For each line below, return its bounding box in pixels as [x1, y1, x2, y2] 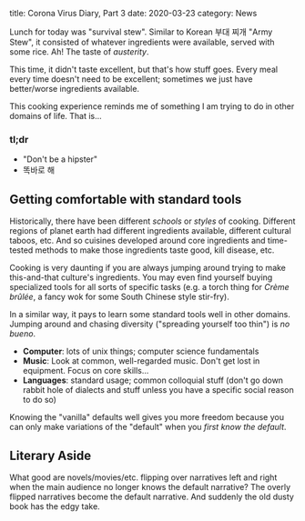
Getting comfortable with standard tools [9, 191, 242, 207]
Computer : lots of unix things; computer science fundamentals [22, 346, 259, 357]
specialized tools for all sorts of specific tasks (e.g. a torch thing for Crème [9, 282, 290, 293]
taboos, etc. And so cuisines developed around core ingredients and [9, 235, 266, 246]
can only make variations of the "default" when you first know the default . [9, 422, 287, 433]
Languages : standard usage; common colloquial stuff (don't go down [22, 375, 284, 386]
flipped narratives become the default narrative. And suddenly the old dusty [9, 491, 294, 502]
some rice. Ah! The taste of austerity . [9, 46, 149, 57]
